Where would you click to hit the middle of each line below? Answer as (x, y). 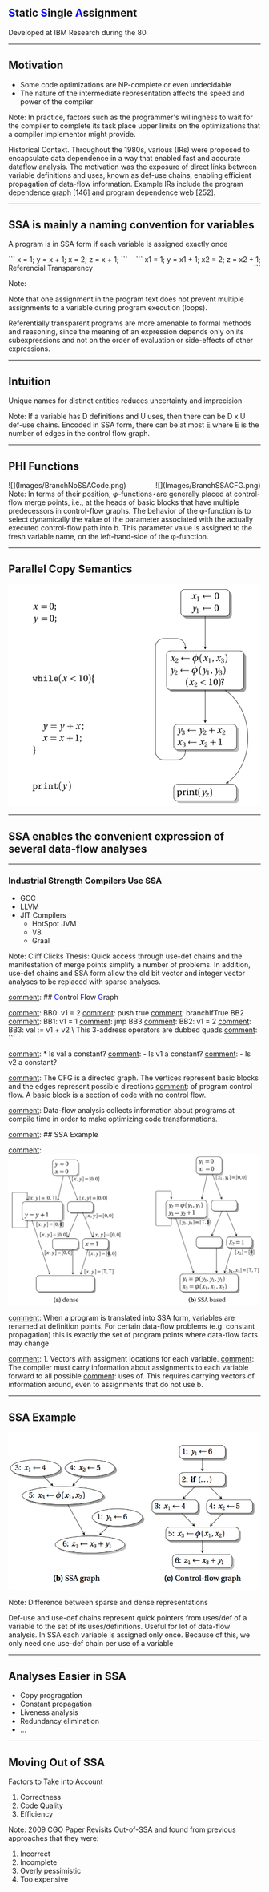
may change (29, 1343)
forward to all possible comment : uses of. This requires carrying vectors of (131, 1376)
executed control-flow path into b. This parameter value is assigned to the (130, 528)
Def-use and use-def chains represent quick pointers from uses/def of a (128, 1618)
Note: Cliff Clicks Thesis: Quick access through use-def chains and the (125, 956)
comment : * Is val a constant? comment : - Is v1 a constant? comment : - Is (129, 1054)
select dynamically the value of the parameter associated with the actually (131, 519)
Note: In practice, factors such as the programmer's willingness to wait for (131, 117)
